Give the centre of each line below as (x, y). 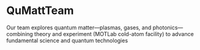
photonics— (168, 27)
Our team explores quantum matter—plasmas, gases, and (79, 27)
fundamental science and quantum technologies (67, 40)
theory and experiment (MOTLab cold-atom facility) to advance (114, 34)
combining (20, 34)
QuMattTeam (40, 11)
